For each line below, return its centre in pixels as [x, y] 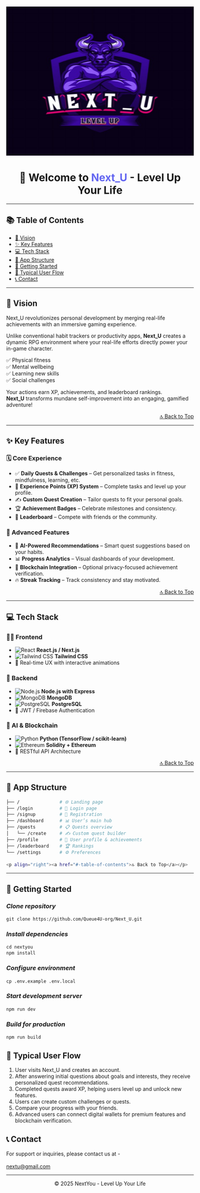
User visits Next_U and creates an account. [68, 1070]
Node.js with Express [68, 691]
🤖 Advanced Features [38, 532]
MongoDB [60, 698]
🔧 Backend [22, 678]
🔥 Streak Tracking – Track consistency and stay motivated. [87, 580]
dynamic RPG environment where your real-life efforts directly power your [97, 342]
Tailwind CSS [71, 656]
